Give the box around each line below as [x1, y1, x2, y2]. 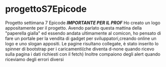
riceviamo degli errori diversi [5, 56, 64, 62]
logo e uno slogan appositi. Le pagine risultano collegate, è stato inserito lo [5, 40, 159, 46]
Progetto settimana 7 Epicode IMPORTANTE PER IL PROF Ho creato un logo [5, 20, 161, 26]
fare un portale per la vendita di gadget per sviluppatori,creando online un [5, 35, 157, 41]
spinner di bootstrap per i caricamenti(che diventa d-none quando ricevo [5, 46, 155, 52]
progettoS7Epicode [5, 3, 87, 15]
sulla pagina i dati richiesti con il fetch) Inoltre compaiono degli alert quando [5, 51, 161, 57]
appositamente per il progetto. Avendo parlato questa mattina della [5, 25, 142, 31]
